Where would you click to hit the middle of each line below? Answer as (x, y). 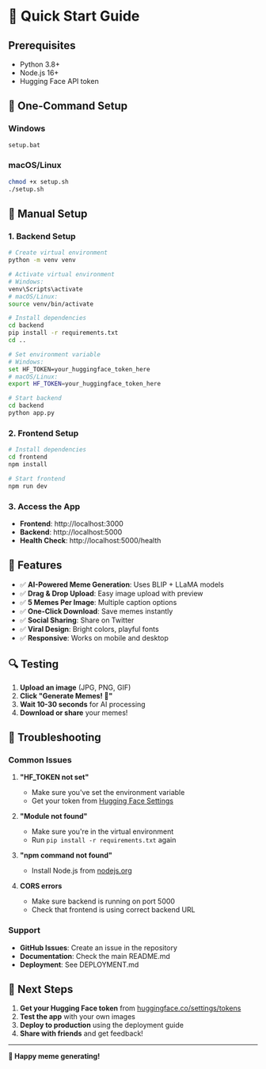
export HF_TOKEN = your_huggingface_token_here (84, 384)
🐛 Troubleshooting (55, 737)
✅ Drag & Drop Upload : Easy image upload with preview (111, 593)
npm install (28, 464)
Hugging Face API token (59, 81)
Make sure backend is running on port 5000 (103, 901)
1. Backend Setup (42, 236)
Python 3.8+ (40, 64)
